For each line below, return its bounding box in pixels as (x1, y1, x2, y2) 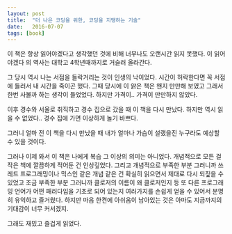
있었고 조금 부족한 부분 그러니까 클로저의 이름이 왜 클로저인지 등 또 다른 (7, 178, 200, 187)
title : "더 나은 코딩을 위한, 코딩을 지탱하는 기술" (7, 17, 141, 24)
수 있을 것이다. (7, 137, 47, 146)
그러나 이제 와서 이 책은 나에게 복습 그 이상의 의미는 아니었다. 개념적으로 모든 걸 (7, 153, 222, 161)
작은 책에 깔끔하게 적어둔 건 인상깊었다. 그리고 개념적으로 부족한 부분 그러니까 (7, 161, 217, 169)
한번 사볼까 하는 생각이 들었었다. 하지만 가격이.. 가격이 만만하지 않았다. (7, 91, 198, 99)
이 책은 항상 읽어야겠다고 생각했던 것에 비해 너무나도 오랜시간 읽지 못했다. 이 (7, 49, 213, 58)
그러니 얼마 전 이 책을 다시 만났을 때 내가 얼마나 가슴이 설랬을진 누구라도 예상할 (7, 129, 220, 137)
